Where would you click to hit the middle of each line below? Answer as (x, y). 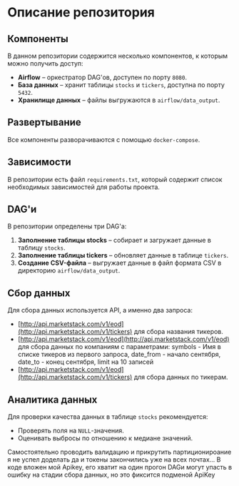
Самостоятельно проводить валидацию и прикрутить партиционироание (119, 452)
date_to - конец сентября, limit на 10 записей (86, 362)
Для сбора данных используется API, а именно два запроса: (100, 310)
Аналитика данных (52, 399)
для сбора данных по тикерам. (181, 377)
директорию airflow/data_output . (69, 270)
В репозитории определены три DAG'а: (67, 226)
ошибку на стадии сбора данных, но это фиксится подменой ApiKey (111, 475)
